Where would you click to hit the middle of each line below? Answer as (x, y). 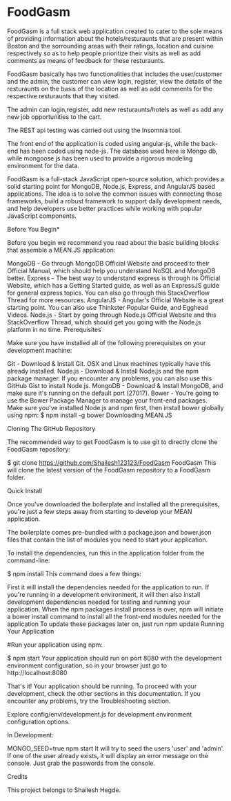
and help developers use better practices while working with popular (104, 208)
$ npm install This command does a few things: (74, 573)
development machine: (40, 350)
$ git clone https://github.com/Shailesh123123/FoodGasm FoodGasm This (112, 462)
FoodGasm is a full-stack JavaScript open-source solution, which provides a (116, 179)
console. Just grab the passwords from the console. (81, 763)
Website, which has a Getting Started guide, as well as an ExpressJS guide (113, 285)
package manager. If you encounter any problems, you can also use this (110, 378)
